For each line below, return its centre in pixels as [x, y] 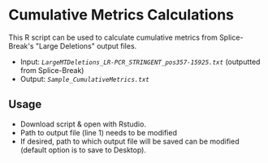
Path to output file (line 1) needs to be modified [98, 132]
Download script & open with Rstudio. [83, 124]
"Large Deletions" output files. [86, 45]
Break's [21, 45]
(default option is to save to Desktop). [83, 150]
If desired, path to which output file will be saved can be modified [130, 141]
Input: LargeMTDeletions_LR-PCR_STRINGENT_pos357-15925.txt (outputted [140, 62]
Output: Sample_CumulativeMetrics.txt [85, 79]
